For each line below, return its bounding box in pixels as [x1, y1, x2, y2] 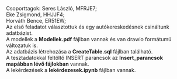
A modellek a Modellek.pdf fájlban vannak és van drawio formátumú [6, 36, 172, 42]
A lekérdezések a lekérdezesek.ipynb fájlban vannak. [6, 67, 136, 73]
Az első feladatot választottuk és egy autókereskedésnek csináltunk [6, 23, 169, 30]
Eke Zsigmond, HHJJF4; [6, 11, 65, 18]
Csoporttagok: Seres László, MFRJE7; [6, 5, 98, 12]
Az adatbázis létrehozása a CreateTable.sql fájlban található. [6, 48, 153, 55]
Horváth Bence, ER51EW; [6, 17, 66, 24]
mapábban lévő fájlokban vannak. [6, 60, 89, 67]
